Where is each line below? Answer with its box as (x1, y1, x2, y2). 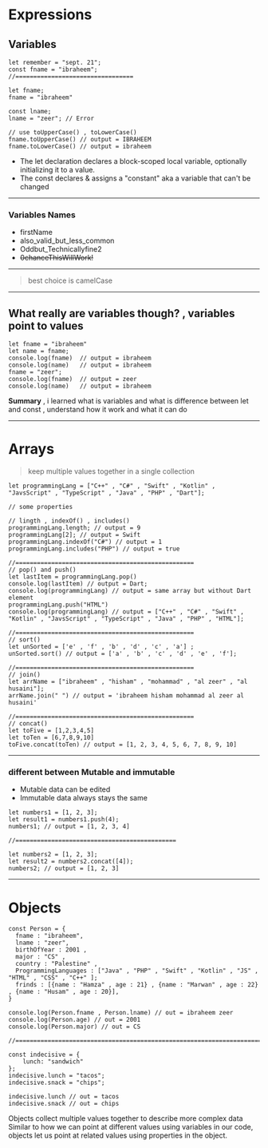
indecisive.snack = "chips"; (8, 1078, 105, 1087)
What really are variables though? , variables (8, 306, 235, 320)
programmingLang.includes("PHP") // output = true (8, 545, 180, 553)
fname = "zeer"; (8, 368, 62, 376)
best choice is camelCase (27, 276, 113, 285)
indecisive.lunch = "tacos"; (8, 1072, 105, 1080)
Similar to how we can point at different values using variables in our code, (8, 1122, 254, 1132)
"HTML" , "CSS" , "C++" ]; (8, 974, 98, 982)
